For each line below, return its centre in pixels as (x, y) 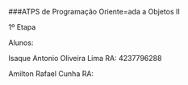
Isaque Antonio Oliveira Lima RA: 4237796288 (85, 58)
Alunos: (21, 42)
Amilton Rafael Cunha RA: (51, 74)
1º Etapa (22, 27)
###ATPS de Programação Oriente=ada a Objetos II (94, 12)
